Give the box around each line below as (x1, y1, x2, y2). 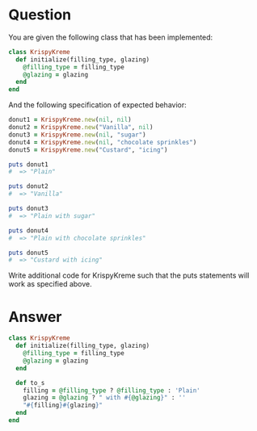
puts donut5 (8, 249, 48, 257)
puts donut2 (8, 182, 48, 190)
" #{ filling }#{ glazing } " (23, 401, 103, 409)
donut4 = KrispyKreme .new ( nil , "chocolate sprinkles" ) (8, 138, 197, 146)
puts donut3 (8, 204, 48, 213)
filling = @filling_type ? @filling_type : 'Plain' (23, 386, 200, 395)
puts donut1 (8, 160, 48, 169)
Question (8, 6, 71, 24)
